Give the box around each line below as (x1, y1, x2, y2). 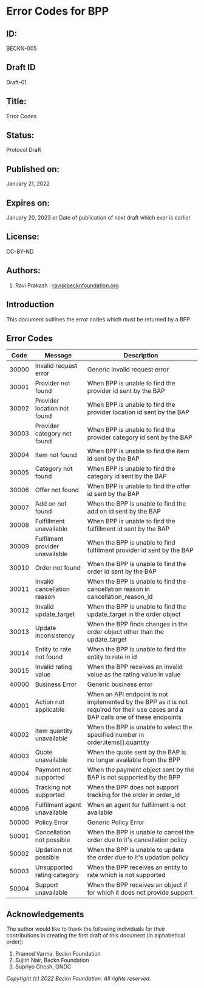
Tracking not (35, 783, 71, 792)
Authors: (6, 265, 41, 276)
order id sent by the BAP (87, 567, 157, 576)
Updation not (35, 846, 73, 854)
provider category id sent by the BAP (87, 433, 192, 442)
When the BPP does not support (87, 783, 179, 792)
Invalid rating (35, 663, 72, 671)
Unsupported (35, 863, 73, 872)
